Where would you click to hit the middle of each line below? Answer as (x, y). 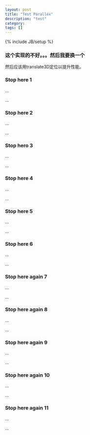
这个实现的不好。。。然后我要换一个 (45, 55)
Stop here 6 (19, 244)
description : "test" (26, 19)
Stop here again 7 (26, 277)
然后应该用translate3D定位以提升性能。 (44, 67)
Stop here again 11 (27, 408)
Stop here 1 (18, 80)
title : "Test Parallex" (29, 14)
